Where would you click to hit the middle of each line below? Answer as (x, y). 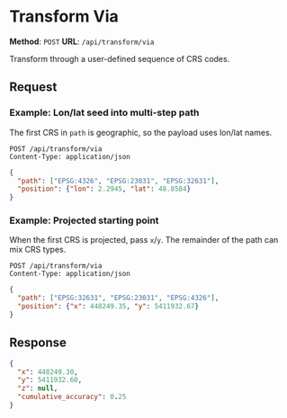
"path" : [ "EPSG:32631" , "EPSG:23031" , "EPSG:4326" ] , (118, 298)
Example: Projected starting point (84, 220)
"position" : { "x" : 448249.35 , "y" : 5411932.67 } (108, 307)
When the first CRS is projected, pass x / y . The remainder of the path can (144, 240)
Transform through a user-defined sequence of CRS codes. (120, 58)
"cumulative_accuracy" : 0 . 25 (72, 397)
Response (38, 343)
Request (33, 87)
